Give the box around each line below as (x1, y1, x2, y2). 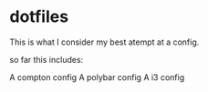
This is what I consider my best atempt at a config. (9, 36, 200, 47)
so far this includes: (9, 54, 84, 65)
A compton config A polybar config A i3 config (9, 71, 185, 83)
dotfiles (9, 6, 69, 27)
